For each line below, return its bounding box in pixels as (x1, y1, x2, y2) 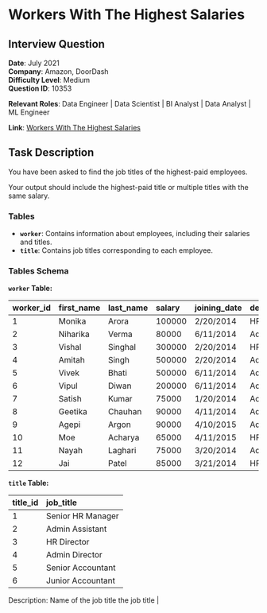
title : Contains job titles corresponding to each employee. (19, 246, 213, 255)
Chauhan (107, 406, 142, 417)
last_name (107, 302, 149, 313)
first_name (58, 302, 101, 313)
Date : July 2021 (8, 58, 60, 68)
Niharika (58, 328, 90, 339)
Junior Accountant (46, 575, 115, 586)
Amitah (58, 355, 85, 366)
